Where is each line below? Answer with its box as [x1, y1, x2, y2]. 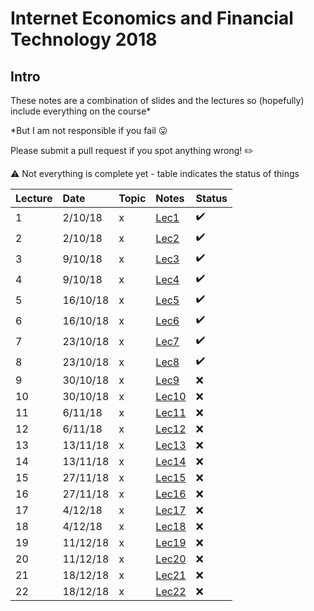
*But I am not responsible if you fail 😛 [10, 125, 168, 136]
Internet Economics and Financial [10, 7, 294, 30]
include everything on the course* [10, 105, 152, 117]
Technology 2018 [10, 28, 158, 51]
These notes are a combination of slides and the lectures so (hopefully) [10, 95, 305, 106]
